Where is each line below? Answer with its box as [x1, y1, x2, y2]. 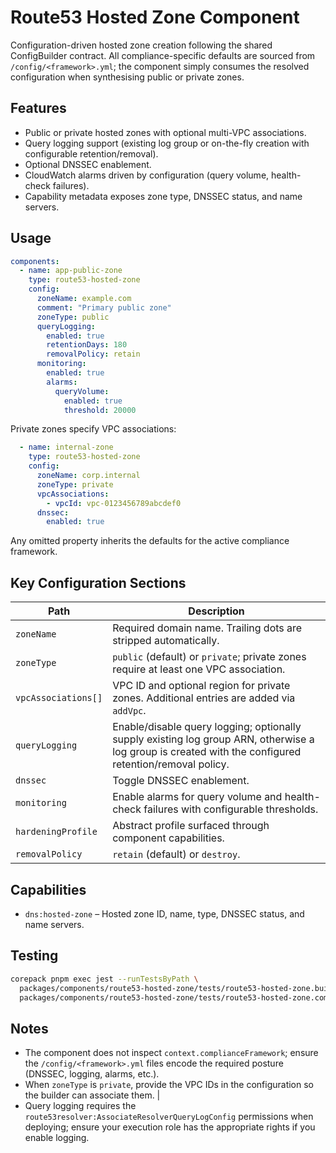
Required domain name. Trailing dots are [112, 621, 303, 635]
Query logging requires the [24, 1100, 137, 1112]
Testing [10, 947, 59, 965]
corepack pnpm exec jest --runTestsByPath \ [10, 974, 199, 984]
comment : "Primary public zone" [36, 302, 172, 313]
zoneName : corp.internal [36, 471, 141, 481]
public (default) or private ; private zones [112, 650, 307, 664]
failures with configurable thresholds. [143, 802, 319, 816]
